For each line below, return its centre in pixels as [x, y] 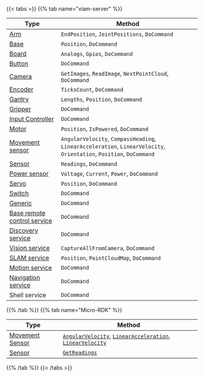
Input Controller [32, 119]
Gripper [20, 109]
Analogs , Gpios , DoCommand [97, 54]
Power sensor [29, 174]
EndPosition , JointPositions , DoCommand [117, 34]
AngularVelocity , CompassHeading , [108, 139]
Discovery [24, 230]
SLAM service [29, 258]
